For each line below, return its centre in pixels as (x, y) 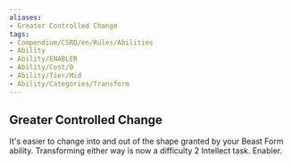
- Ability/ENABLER (43, 59)
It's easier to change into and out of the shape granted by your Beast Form (146, 141)
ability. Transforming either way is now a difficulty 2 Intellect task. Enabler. (146, 151)
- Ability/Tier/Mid (46, 76)
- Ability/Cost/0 (42, 68)
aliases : (25, 17)
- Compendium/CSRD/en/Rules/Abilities (81, 42)
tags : (19, 34)
